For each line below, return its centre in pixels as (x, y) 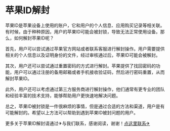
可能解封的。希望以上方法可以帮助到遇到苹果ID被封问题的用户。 (72, 112)
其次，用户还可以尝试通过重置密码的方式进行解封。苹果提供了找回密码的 (80, 66)
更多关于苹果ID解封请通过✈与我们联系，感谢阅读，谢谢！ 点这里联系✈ (78, 123)
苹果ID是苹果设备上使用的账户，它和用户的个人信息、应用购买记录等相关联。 (85, 25)
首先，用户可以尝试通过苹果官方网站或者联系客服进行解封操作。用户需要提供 (85, 49)
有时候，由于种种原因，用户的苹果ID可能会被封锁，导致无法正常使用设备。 (83, 31)
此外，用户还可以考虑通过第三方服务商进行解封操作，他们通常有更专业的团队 (85, 89)
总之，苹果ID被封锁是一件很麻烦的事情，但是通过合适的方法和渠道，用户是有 (85, 106)
